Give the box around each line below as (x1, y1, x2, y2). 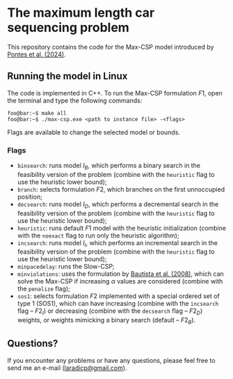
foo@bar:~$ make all (7, 109, 67, 116)
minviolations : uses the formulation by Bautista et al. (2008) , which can (17, 270, 224, 278)
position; (17, 192, 43, 201)
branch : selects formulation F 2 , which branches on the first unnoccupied (17, 185, 225, 193)
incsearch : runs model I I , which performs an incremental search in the (17, 238, 218, 249)
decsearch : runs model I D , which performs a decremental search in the (17, 200, 219, 210)
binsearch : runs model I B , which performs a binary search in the (17, 162, 200, 171)
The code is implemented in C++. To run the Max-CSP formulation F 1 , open (7, 88, 223, 97)
